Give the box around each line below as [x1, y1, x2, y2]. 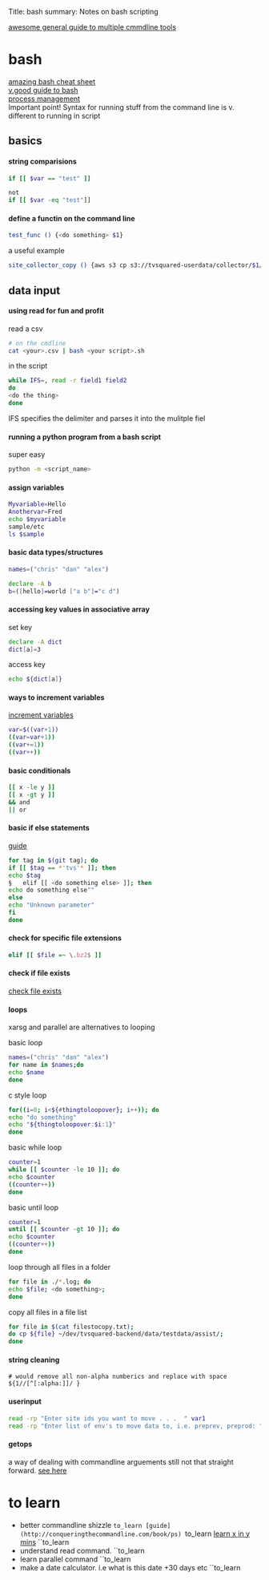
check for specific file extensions [8, 933, 122, 943]
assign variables [8, 483, 65, 492]
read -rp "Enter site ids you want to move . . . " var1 [8, 1414, 206, 1422]
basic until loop [8, 1202, 58, 1212]
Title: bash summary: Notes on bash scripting [8, 7, 159, 16]
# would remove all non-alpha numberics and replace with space [8, 1372, 227, 1381]
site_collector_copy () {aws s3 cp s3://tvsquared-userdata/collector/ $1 [8, 261, 260, 269]
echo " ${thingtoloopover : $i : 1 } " [8, 1121, 116, 1129]
